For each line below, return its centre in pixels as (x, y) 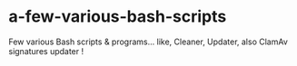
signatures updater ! (46, 51)
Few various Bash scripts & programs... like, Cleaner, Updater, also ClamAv (148, 42)
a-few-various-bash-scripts (118, 17)
